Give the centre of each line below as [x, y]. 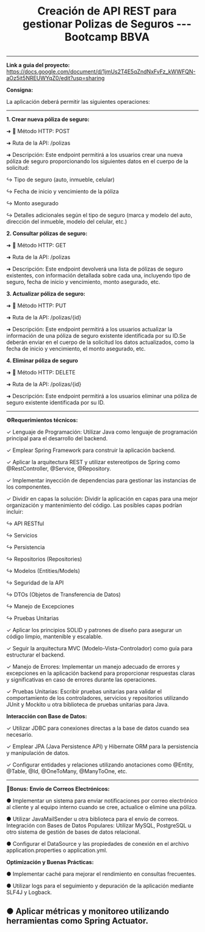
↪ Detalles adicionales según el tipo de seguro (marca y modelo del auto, [99, 215]
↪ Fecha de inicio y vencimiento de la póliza [63, 191]
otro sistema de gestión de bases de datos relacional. [74, 832]
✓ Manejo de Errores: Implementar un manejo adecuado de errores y [93, 666]
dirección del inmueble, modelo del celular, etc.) [67, 221]
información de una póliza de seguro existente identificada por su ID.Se [96, 335]
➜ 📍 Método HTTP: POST [38, 131]
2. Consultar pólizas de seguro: [47, 233]
